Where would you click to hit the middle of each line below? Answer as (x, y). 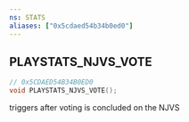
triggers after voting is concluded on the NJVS (94, 108)
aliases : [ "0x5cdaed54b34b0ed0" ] (71, 26)
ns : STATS (28, 17)
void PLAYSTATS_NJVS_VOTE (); (63, 91)
